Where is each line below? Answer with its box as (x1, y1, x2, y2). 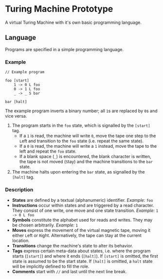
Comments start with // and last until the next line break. (12, 269, 127, 275)
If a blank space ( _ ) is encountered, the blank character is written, (19, 154, 152, 159)
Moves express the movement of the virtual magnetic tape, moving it (12, 227, 151, 233)
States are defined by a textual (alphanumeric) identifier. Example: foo (12, 197, 153, 203)
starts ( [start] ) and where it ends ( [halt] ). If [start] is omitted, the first (12, 253, 158, 259)
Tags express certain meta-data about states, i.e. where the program (12, 248, 151, 254)
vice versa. (5, 113, 27, 119)
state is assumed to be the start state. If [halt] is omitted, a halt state (12, 259, 153, 264)
